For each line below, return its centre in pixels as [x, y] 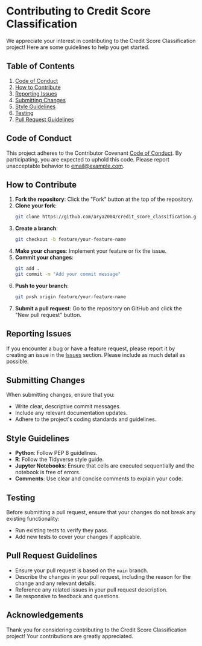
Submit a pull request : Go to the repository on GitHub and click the [98, 308]
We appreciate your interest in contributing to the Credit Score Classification [101, 41]
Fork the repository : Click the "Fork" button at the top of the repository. [104, 199]
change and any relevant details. [55, 583]
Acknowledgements [45, 615]
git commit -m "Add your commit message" [68, 274]
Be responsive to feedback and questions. [68, 596]
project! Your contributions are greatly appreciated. [70, 636]
